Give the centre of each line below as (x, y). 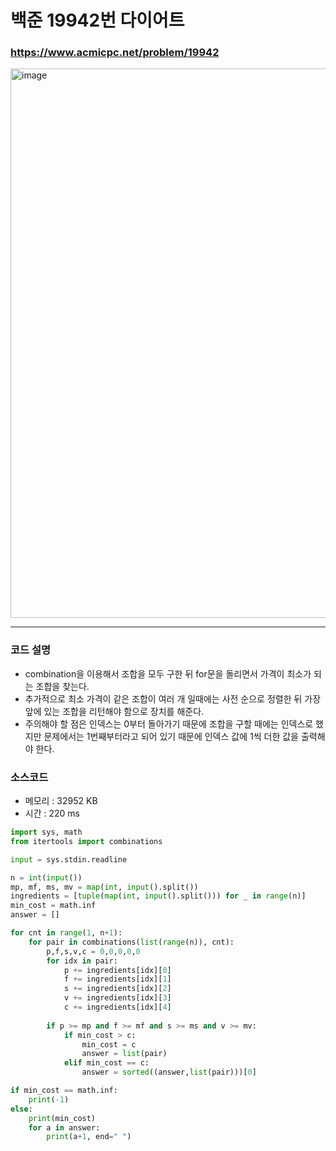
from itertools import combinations (86, 841)
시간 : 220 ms (52, 813)
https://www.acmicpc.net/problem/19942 (115, 53)
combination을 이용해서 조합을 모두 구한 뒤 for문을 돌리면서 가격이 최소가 (168, 673)
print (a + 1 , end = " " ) (89, 1137)
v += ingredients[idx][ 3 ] (117, 998)
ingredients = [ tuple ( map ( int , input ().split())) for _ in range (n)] (158, 896)
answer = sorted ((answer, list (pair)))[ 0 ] (169, 1072)
